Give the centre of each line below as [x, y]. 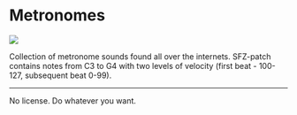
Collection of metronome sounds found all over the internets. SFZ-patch [140, 56]
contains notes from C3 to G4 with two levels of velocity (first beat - [133, 65]
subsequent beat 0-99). [69, 75]
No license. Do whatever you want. [73, 100]
